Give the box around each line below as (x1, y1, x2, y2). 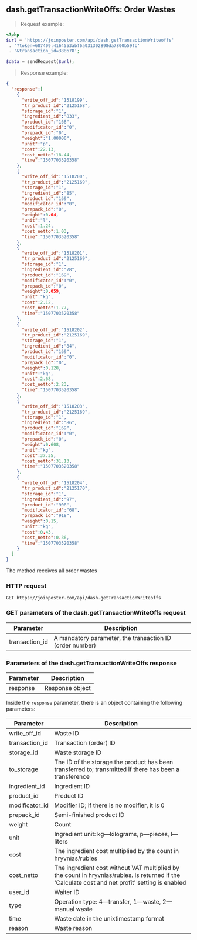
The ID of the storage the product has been (54, 758, 174, 766)
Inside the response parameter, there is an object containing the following (6, 699, 183, 706)
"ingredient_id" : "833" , (21, 114, 80, 119)
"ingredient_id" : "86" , (21, 420, 77, 426)
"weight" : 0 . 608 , (21, 441, 62, 448)
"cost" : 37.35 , (21, 452, 57, 458)
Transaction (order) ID (54, 739, 116, 747)
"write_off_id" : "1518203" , (21, 403, 88, 409)
